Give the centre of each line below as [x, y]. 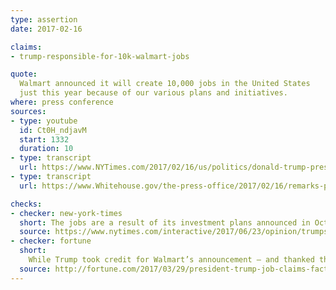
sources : [28, 111]
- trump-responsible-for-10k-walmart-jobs [100, 56]
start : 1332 [44, 139]
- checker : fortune [51, 241]
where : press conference [62, 102]
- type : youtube [44, 121]
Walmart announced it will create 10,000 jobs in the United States [165, 84]
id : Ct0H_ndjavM [53, 130]
